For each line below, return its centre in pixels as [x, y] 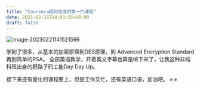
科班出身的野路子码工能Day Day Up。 [52, 67]
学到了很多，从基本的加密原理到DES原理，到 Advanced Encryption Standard [100, 52]
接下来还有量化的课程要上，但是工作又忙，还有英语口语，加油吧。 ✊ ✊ [92, 79]
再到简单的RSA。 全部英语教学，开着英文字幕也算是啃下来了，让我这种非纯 [99, 59]
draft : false [22, 23]
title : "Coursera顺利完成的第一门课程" [51, 12]
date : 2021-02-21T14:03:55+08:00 [48, 17]
